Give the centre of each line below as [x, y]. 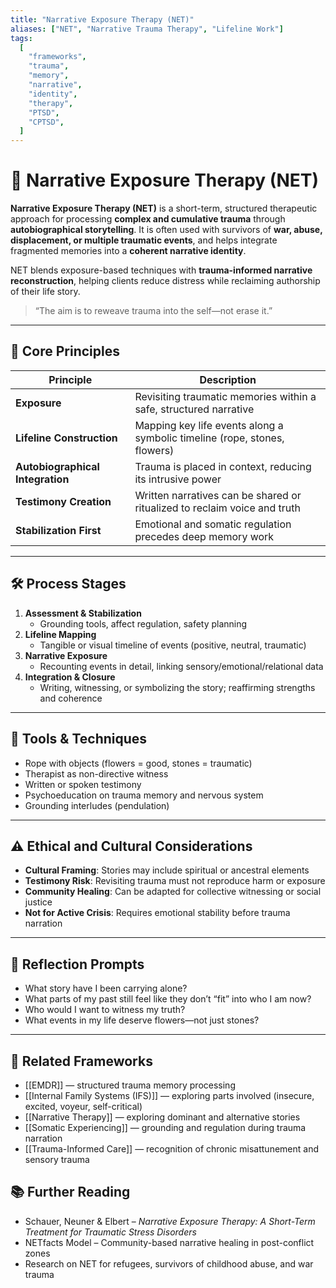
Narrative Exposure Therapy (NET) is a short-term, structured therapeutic [164, 208]
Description [228, 379]
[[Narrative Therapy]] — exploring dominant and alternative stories [162, 1117]
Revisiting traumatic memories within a [225, 396]
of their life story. [45, 292]
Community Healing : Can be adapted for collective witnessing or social [173, 892]
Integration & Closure [70, 677]
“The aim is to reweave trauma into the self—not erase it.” [153, 311]
